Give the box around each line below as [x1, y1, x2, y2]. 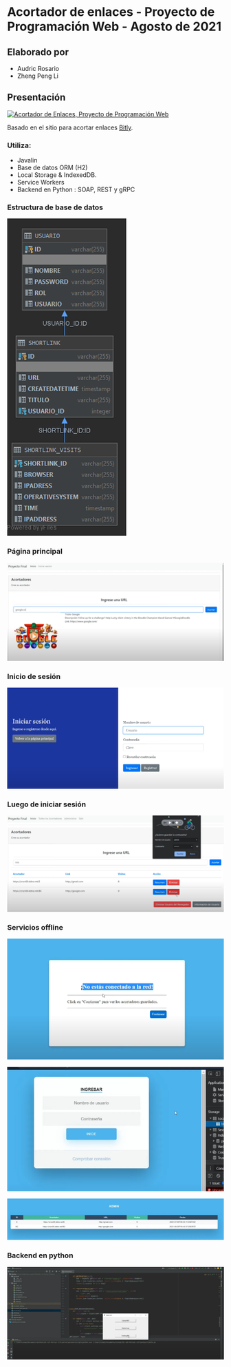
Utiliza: [7, 140, 32, 150]
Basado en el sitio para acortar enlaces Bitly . [7, 123, 133, 132]
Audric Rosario [16, 65, 60, 72]
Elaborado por [7, 46, 69, 58]
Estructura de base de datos [7, 202, 104, 212]
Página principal [7, 547, 63, 556]
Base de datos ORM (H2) [16, 163, 88, 172]
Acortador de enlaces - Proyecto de [7, 4, 215, 20]
